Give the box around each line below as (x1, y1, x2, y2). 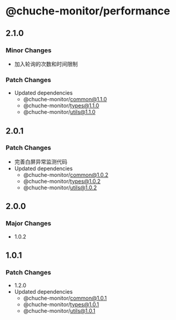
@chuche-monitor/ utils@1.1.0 (23, 108, 96, 116)
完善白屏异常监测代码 (14, 158, 67, 165)
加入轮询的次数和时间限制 (14, 60, 78, 67)
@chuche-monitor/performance (5, 4, 171, 18)
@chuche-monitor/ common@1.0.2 (23, 171, 109, 178)
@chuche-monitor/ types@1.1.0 (23, 102, 100, 109)
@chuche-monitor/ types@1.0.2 (23, 177, 101, 185)
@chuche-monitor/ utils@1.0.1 (23, 307, 96, 315)
